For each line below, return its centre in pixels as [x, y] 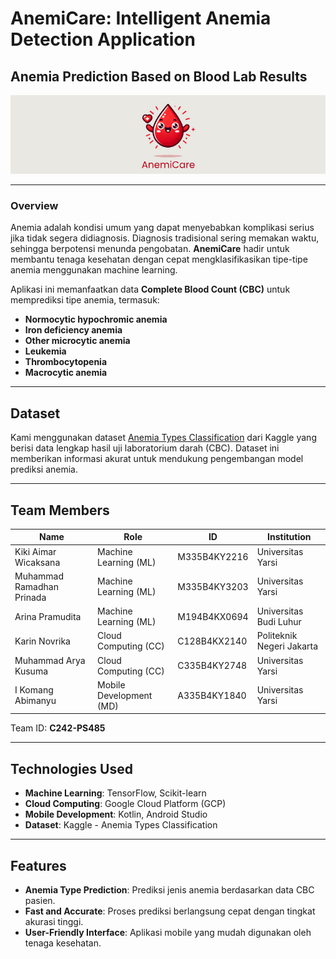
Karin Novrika [42, 641]
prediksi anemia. [44, 469]
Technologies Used [71, 768]
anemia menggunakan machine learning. [94, 270]
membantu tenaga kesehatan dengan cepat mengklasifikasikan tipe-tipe [159, 259]
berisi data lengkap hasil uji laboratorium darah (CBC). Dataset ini [145, 448]
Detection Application [103, 39]
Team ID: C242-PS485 [58, 728]
